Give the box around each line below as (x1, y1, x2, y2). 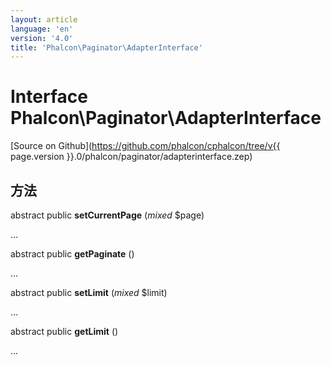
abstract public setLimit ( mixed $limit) (10, 287, 168, 298)
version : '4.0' (10, 33, 74, 43)
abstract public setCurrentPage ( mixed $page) (10, 209, 205, 221)
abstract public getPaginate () (10, 248, 135, 260)
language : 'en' (10, 24, 74, 34)
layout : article (10, 14, 78, 25)
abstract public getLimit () (10, 326, 119, 337)
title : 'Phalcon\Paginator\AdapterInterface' (10, 42, 203, 53)
